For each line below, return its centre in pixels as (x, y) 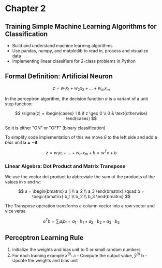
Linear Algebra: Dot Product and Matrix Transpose (65, 166)
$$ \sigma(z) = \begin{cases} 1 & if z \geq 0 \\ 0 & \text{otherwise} (81, 113)
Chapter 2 (25, 8)
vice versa (15, 211)
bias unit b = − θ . (22, 142)
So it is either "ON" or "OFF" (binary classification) (55, 128)
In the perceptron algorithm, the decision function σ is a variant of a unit (77, 99)
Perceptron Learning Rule (44, 238)
